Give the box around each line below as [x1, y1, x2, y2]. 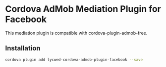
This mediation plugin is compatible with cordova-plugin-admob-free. [5, 30, 148, 36]
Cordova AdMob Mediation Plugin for [5, 3, 161, 15]
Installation [5, 44, 41, 52]
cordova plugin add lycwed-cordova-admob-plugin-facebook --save [5, 57, 143, 62]
